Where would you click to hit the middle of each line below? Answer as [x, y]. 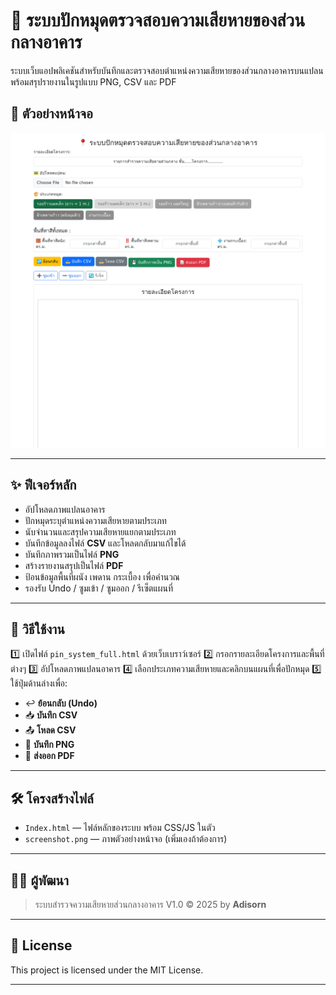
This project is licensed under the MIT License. [107, 970]
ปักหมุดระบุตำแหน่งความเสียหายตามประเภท [95, 520]
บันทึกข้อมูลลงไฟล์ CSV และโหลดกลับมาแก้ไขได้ [105, 543]
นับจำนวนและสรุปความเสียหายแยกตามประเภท [100, 531]
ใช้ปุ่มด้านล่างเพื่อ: [39, 683]
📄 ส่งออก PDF [49, 756]
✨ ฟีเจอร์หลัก [43, 485]
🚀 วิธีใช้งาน [37, 629]
